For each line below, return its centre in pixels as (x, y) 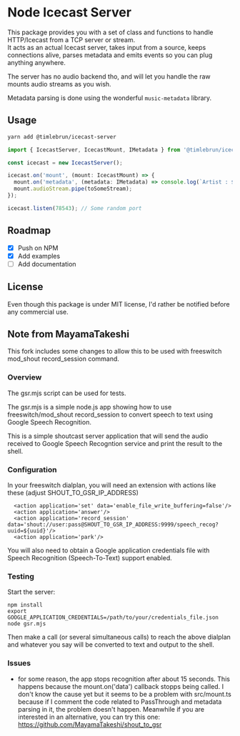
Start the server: (31, 592)
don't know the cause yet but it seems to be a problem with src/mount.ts (125, 694)
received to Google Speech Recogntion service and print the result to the (115, 443)
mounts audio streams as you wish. (60, 84)
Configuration (32, 469)
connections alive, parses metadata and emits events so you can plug (110, 55)
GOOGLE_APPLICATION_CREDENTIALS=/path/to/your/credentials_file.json (113, 618)
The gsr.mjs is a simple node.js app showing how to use (90, 407)
